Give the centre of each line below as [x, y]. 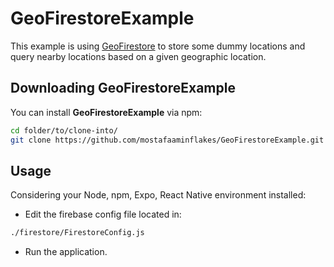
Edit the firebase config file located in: [103, 214]
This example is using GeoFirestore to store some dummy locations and [158, 46]
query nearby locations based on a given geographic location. [138, 56]
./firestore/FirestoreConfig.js [77, 233]
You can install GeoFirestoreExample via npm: [106, 112]
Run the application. [66, 252]
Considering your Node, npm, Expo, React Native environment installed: [158, 195]
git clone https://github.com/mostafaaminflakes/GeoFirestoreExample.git [167, 140]
